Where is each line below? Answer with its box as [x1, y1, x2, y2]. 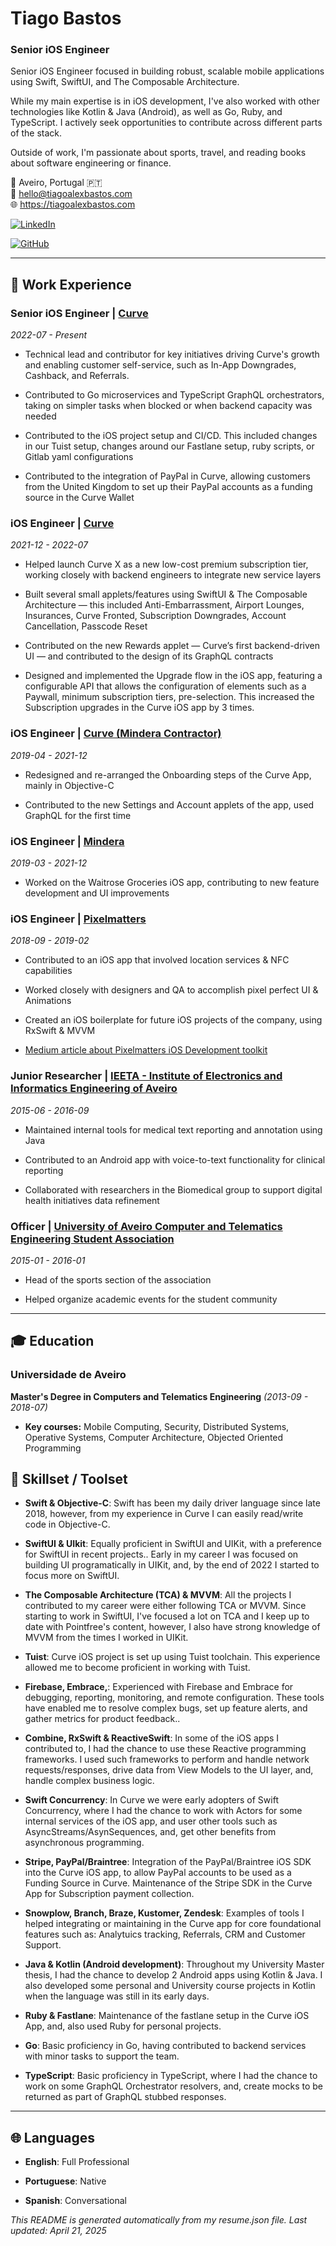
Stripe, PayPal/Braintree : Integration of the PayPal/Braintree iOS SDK [24, 1856, 312, 1868]
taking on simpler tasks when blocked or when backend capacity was [24, 400, 313, 412]
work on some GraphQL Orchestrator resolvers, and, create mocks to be [24, 2080, 323, 2092]
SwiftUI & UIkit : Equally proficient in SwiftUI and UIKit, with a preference [24, 1538, 322, 1550]
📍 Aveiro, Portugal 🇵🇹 [10, 177, 103, 189]
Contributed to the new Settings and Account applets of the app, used [24, 798, 315, 811]
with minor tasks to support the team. [24, 2050, 180, 2062]
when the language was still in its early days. [24, 1990, 210, 2002]
